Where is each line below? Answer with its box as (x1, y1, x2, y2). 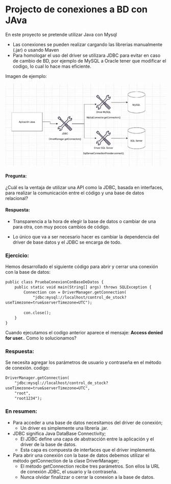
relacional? (5, 195, 28, 201)
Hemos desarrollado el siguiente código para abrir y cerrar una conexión (5, 264, 158, 270)
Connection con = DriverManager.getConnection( (23, 290, 127, 295)
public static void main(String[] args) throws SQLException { (14, 285, 152, 290)
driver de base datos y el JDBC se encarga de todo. (12, 239, 122, 245)
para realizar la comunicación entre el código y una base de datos (5, 190, 144, 196)
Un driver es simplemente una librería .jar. (20, 425, 108, 431)
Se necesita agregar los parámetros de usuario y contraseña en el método (5, 359, 162, 366)
